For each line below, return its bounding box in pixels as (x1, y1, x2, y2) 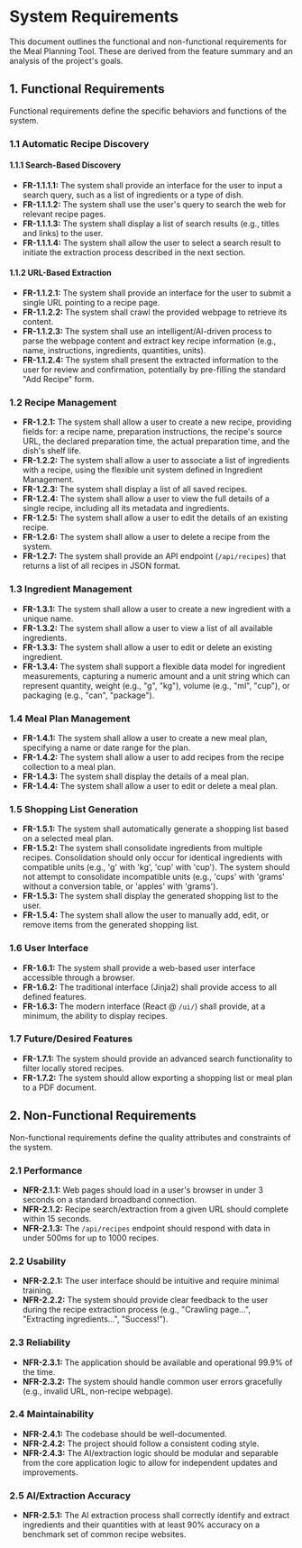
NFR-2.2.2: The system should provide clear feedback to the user (22, 1295, 269, 1305)
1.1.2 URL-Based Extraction (9, 268, 113, 279)
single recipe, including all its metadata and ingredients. (22, 503, 230, 514)
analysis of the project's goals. (9, 55, 124, 66)
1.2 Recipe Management (9, 397, 117, 408)
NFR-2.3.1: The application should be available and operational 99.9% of (22, 1357, 293, 1368)
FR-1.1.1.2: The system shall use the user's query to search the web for (22, 198, 287, 209)
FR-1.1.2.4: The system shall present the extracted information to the (22, 354, 279, 366)
